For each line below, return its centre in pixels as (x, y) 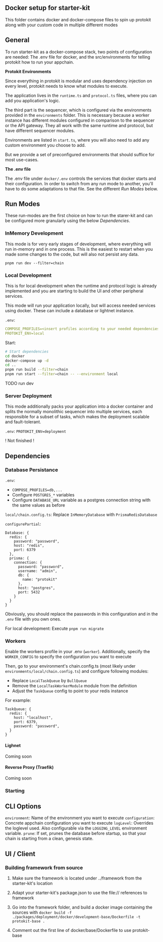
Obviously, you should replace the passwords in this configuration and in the (81, 614)
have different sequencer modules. (40, 130)
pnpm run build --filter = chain (37, 370)
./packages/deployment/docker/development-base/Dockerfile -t (76, 917)
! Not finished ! (20, 441)
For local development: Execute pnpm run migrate (55, 629)
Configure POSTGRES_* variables (43, 495)
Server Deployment (28, 396)
